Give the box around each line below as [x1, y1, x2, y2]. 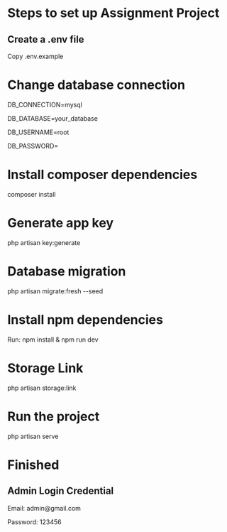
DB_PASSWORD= [7, 141, 59, 150]
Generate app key [7, 215, 114, 232]
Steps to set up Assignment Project [7, 5, 220, 21]
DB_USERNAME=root [7, 128, 70, 136]
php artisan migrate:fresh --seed [7, 286, 104, 295]
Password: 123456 [7, 517, 62, 526]
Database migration [7, 264, 126, 279]
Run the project [7, 408, 100, 424]
